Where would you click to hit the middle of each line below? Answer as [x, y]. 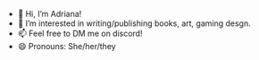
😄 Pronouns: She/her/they [67, 46]
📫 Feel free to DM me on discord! [80, 33]
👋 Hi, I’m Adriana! [50, 14]
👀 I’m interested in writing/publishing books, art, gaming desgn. [134, 23]
